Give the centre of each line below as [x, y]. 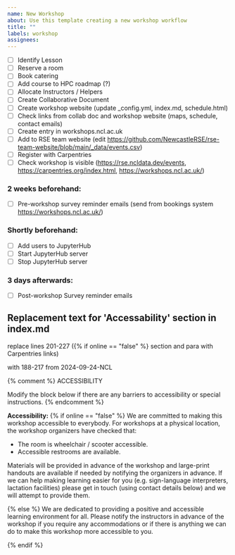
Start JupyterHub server [53, 254]
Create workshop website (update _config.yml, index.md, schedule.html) [123, 108]
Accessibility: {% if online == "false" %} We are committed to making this [115, 416]
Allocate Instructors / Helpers [60, 92]
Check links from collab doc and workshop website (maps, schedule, [118, 116]
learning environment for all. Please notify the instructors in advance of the [116, 516]
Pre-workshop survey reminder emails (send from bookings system [115, 204]
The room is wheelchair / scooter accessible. [83, 444]
